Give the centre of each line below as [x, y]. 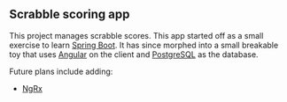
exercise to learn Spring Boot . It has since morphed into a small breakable [144, 45]
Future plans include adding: [61, 71]
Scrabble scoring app [70, 15]
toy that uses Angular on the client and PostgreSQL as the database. [134, 54]
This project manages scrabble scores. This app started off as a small [136, 35]
